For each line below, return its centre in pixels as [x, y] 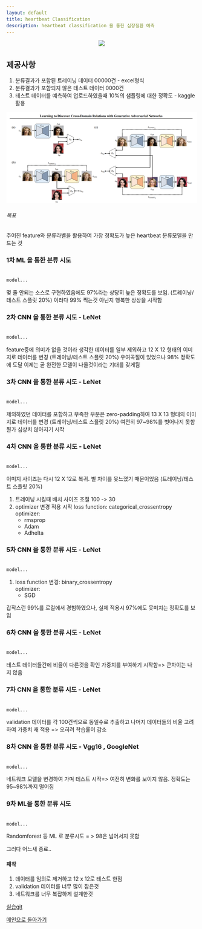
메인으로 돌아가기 [27, 919]
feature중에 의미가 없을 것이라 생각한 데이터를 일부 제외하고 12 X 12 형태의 [94, 350]
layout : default [27, 13]
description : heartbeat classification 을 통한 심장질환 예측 [80, 25]
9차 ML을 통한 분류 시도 [39, 804]
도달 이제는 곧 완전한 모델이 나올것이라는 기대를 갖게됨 [76, 365]
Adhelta [34, 533]
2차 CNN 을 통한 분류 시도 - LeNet [54, 318]
